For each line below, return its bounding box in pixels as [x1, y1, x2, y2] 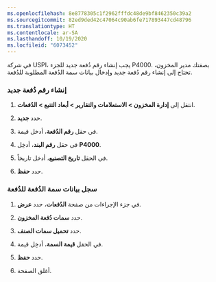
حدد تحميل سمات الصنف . [16, 226, 82, 235]
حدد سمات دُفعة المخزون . [16, 213, 83, 222]
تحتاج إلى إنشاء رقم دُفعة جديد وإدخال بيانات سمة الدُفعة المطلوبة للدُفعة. [7, 68, 193, 76]
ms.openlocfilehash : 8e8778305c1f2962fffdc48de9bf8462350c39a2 [7, 10, 192, 17]
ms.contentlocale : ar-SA [7, 29, 78, 36]
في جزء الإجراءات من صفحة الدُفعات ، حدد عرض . [16, 200, 142, 208]
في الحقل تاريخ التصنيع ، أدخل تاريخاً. [16, 154, 108, 162]
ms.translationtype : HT [7, 23, 75, 30]
